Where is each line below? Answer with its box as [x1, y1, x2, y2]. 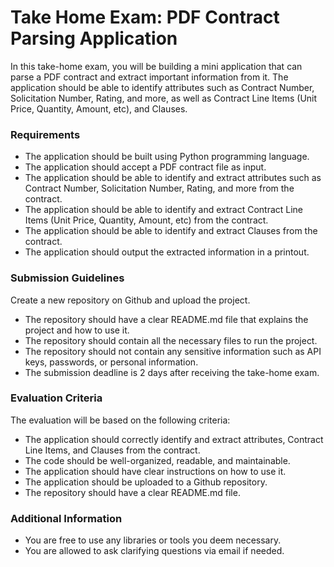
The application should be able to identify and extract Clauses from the [24, 225, 318, 237]
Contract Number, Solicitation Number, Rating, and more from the [24, 182, 295, 195]
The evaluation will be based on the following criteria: [10, 414, 231, 426]
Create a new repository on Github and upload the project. [10, 294, 251, 306]
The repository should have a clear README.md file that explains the [24, 313, 309, 325]
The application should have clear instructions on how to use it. [24, 465, 287, 477]
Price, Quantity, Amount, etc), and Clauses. [10, 102, 188, 115]
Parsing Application [10, 27, 178, 50]
